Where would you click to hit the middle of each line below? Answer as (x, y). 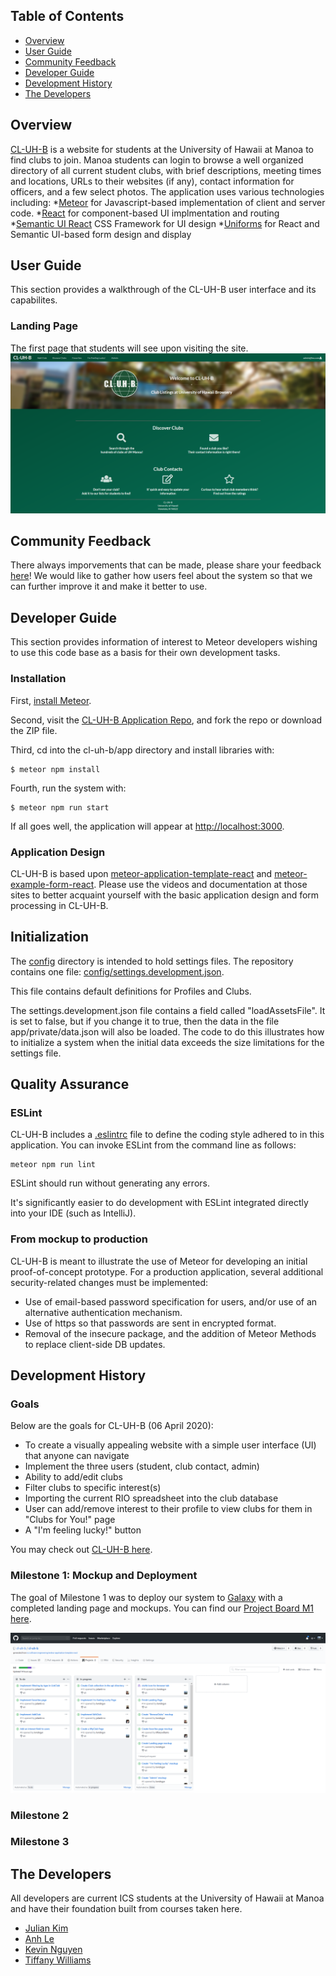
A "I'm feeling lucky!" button (83, 1530)
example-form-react (52, 884)
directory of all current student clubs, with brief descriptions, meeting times (166, 170)
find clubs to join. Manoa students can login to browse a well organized (157, 160)
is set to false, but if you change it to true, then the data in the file (145, 1021)
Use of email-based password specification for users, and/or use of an (171, 1301)
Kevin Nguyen (53, 1950)
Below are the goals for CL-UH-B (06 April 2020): (112, 1426)
